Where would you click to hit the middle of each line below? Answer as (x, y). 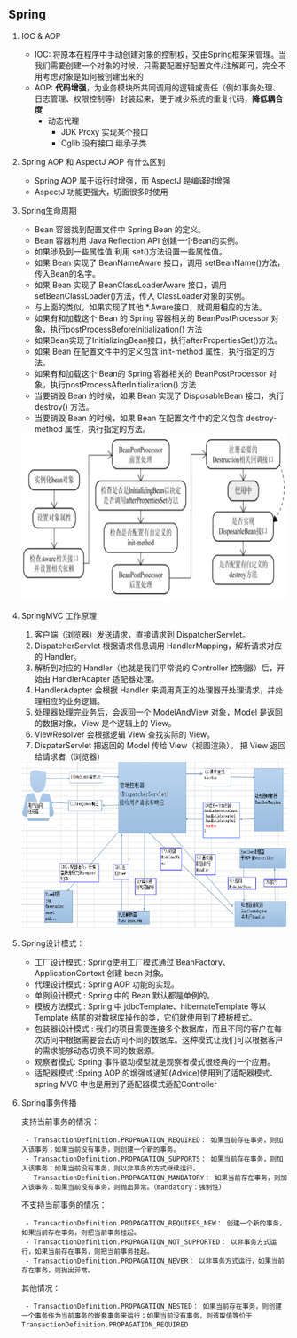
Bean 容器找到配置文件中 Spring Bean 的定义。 (120, 229)
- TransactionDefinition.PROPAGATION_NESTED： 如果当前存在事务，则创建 (154, 1306)
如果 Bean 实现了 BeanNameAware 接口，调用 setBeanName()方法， (160, 262)
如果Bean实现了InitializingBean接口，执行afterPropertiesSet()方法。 (158, 340)
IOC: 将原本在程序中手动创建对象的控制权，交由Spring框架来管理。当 (160, 54)
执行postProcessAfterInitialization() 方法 (123, 384)
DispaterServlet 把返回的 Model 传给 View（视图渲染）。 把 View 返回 (160, 745)
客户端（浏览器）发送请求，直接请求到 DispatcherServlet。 (142, 634)
